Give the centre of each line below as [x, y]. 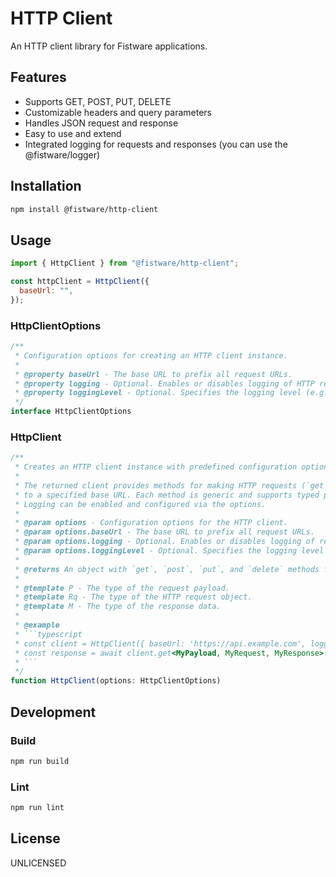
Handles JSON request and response [101, 123]
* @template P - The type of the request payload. [122, 588]
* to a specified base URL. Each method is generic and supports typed [167, 495]
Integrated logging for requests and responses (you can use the [156, 144]
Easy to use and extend [73, 133]
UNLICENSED [38, 863]
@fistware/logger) [62, 154]
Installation [46, 186]
